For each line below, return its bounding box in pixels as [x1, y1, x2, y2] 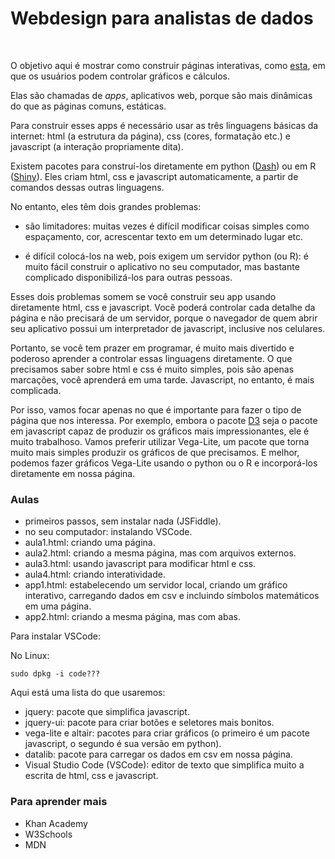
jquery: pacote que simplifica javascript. [24, 706, 190, 718]
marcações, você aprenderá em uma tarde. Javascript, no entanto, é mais [10, 373, 315, 386]
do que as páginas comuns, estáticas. [10, 100, 167, 112]
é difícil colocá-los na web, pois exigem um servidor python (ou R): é [24, 250, 309, 262]
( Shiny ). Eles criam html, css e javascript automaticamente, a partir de [10, 170, 299, 182]
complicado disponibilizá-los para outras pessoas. [24, 271, 233, 283]
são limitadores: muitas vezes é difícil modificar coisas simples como [24, 220, 310, 232]
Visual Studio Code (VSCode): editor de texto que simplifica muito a [24, 759, 305, 771]
